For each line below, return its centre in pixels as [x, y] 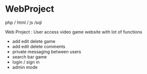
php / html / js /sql [23, 22]
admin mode [25, 67]
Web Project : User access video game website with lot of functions [74, 32]
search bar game [29, 56]
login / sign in [26, 62]
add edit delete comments [39, 46]
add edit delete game [34, 41]
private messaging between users [46, 52]
